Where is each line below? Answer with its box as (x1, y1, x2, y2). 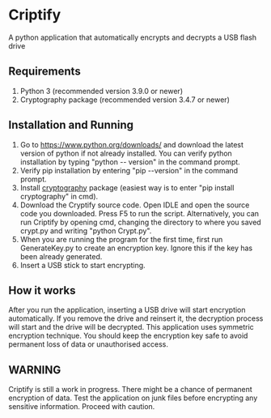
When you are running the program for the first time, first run (19, 234, 223, 244)
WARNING (8, 363, 61, 377)
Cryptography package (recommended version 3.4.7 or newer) (19, 95, 231, 104)
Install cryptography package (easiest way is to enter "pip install (19, 182, 235, 192)
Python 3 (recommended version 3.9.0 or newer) (19, 86, 184, 96)
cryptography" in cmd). (19, 191, 99, 201)
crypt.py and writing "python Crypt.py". (19, 225, 152, 236)
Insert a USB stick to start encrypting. (19, 260, 146, 270)
